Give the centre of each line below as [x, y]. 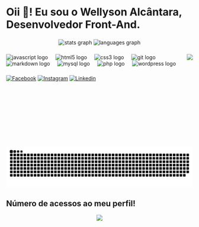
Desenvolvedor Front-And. [73, 25]
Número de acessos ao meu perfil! [71, 204]
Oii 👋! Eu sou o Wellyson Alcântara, [94, 12]
